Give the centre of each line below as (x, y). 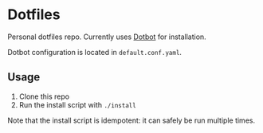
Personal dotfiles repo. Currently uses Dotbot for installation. (107, 37)
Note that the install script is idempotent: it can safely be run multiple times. (131, 120)
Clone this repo (44, 96)
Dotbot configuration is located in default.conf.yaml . (95, 52)
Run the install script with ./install (77, 104)
